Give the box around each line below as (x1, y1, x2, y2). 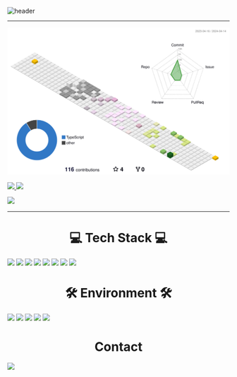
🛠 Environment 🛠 (65, 285, 172, 301)
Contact (94, 339, 143, 355)
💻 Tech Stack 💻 (69, 230, 168, 246)
